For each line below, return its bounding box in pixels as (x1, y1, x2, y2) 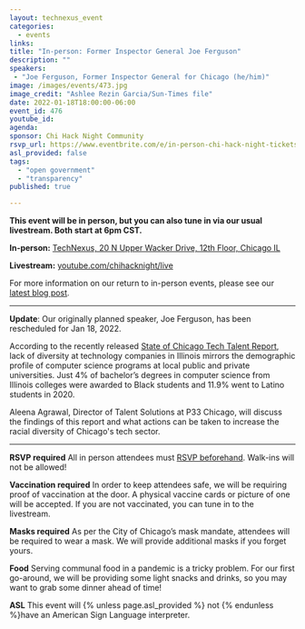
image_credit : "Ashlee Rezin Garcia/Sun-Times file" (9, 89, 213, 98)
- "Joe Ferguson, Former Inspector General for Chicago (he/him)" (13, 73, 271, 82)
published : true (9, 183, 71, 192)
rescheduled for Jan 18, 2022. (9, 324, 122, 334)
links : (9, 38, 34, 48)
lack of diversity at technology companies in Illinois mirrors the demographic (9, 351, 296, 362)
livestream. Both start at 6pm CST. (9, 225, 143, 236)
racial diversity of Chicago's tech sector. (9, 426, 161, 437)
